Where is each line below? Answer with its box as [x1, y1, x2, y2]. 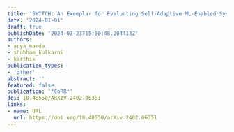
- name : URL [7, 108, 42, 115]
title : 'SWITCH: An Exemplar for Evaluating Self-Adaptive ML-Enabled [7, 10, 217, 17]
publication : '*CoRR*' [7, 88, 73, 95]
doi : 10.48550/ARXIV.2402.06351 [7, 95, 101, 102]
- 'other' [7, 68, 36, 75]
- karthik [7, 56, 36, 63]
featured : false [7, 82, 54, 89]
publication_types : [7, 62, 64, 69]
